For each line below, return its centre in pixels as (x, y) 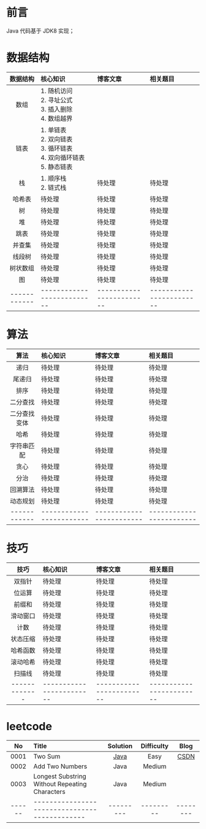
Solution (120, 745)
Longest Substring (60, 776)
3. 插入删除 (57, 109)
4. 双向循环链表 (63, 157)
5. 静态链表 (57, 166)
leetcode (29, 726)
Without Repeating (60, 784)
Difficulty (154, 745)
